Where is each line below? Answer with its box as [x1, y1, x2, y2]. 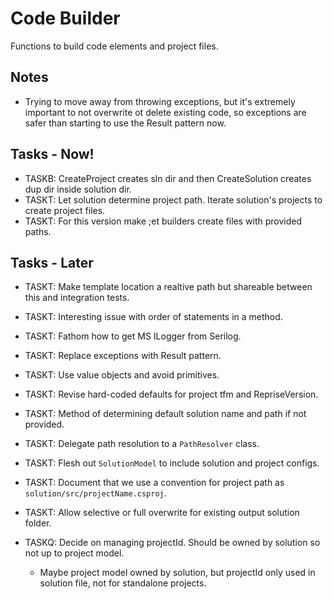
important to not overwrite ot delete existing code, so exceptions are [24, 106, 307, 118]
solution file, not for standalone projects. [39, 577, 207, 589]
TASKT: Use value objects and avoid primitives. [24, 369, 220, 381]
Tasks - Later [10, 254, 94, 271]
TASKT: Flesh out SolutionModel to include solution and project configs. [24, 457, 320, 469]
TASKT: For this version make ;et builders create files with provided [24, 215, 303, 227]
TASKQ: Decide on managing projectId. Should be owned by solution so [24, 537, 321, 549]
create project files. [24, 204, 106, 216]
